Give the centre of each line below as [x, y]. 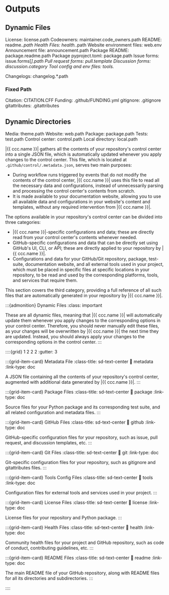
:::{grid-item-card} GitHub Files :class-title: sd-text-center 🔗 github [75, 422]
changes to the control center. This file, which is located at [66, 160]
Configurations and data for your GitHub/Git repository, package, [80, 259]
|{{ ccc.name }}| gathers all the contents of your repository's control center [83, 149]
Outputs [23, 9]
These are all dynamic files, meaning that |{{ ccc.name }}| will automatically [84, 315]
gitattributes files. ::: [26, 468]
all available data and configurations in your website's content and [81, 202]
